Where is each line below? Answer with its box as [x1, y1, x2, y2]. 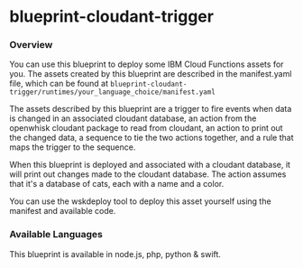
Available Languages [9, 228, 104, 241]
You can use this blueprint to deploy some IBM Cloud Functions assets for [9, 59, 284, 69]
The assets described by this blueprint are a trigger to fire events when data [9, 104, 292, 115]
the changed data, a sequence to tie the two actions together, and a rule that [9, 133, 294, 143]
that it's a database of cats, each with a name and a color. [9, 179, 225, 189]
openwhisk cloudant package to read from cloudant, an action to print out [9, 123, 283, 134]
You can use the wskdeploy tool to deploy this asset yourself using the [9, 196, 272, 207]
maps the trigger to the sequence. [9, 142, 136, 152]
